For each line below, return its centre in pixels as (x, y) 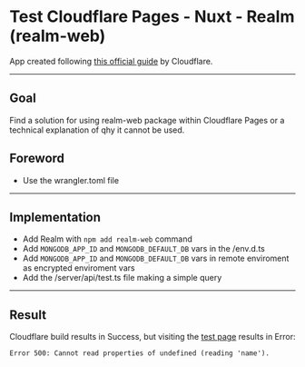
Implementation (55, 217)
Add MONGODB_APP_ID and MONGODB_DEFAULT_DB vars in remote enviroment (156, 258)
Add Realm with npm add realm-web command (108, 239)
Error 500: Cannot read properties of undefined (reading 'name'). (140, 353)
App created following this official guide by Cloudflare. (111, 61)
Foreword (37, 159)
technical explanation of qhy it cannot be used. (97, 130)
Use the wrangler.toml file (71, 180)
